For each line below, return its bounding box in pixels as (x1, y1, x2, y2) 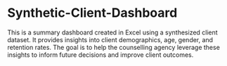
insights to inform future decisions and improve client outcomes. (7, 51, 194, 59)
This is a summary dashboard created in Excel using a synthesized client (7, 28, 218, 37)
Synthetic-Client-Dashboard (7, 5, 178, 21)
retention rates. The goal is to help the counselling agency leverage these (7, 43, 220, 51)
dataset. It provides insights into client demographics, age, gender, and (7, 35, 213, 44)
